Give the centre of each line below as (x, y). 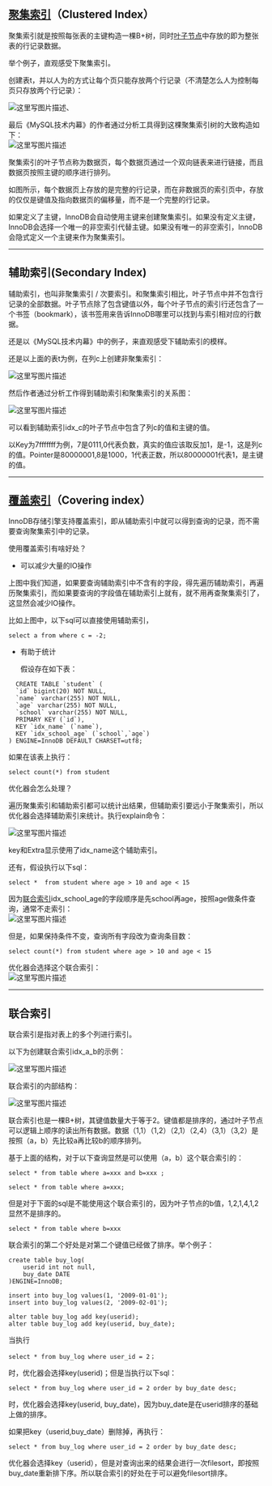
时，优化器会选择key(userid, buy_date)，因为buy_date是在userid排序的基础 (134, 1404)
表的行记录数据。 (37, 45)
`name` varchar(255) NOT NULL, (68, 699)
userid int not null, (59, 1267)
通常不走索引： (47, 909)
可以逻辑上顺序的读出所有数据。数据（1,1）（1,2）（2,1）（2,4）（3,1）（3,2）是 (134, 1130)
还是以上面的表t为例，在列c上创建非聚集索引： (86, 358)
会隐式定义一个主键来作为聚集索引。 (69, 236)
